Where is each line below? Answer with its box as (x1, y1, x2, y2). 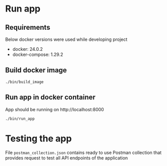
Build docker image (5, 66, 67, 74)
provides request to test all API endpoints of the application (5, 154, 128, 161)
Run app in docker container (5, 93, 96, 102)
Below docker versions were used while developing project (5, 36, 128, 42)
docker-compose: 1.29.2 (12, 51, 63, 57)
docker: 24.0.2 (12, 46, 43, 52)
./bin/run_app (5, 116, 35, 121)
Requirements (5, 23, 50, 32)
